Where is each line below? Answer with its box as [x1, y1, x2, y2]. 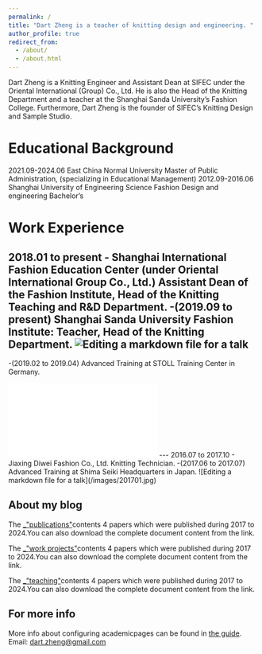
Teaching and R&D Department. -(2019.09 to [8, 300, 233, 313]
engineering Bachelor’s [8, 191, 84, 200]
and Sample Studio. [8, 111, 73, 121]
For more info [8, 607, 76, 621]
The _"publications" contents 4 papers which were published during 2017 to [8, 520, 255, 529]
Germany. [8, 367, 40, 376]
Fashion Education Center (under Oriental [8, 263, 219, 276]
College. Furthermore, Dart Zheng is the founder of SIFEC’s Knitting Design [8, 103, 253, 112]
